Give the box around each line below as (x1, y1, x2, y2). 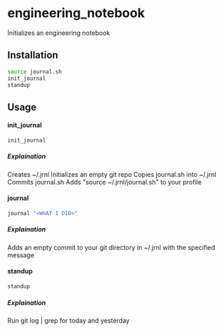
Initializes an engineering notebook (7, 28, 110, 37)
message (7, 251, 34, 259)
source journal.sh (7, 68, 62, 76)
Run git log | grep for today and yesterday (7, 316, 130, 325)
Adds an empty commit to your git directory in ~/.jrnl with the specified (7, 243, 216, 251)
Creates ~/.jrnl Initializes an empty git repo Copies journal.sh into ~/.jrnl (7, 170, 217, 179)
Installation (7, 49, 58, 61)
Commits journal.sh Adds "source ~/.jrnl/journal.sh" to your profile (7, 177, 202, 186)
